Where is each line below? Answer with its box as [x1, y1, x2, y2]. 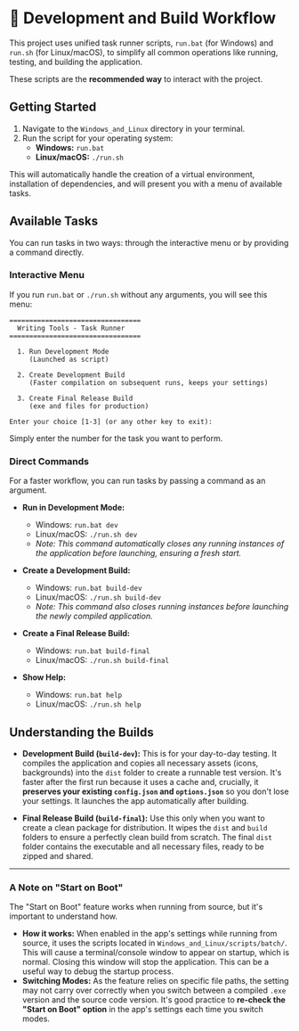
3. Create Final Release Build [17, 394, 133, 403]
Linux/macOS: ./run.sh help [35, 699, 141, 709]
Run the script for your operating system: [21, 133, 174, 143]
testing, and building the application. [9, 56, 143, 67]
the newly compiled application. [35, 610, 153, 622]
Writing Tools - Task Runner [17, 323, 125, 332]
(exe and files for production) [28, 401, 149, 411]
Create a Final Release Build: [21, 628, 131, 639]
